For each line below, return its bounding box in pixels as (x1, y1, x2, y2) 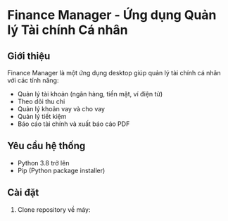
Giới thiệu (7, 50, 51, 62)
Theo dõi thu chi (17, 97, 65, 106)
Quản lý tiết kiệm (17, 113, 67, 120)
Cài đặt (7, 187, 39, 198)
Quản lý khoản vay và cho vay (17, 105, 106, 113)
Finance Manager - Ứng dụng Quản (7, 7, 217, 23)
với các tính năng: (7, 76, 59, 84)
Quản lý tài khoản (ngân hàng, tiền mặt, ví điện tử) (17, 90, 163, 98)
